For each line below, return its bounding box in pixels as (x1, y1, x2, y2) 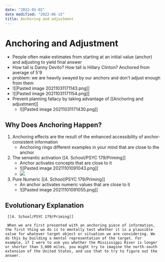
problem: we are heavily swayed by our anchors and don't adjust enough (12, 75, 161, 81)
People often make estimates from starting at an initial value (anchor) (12, 54, 153, 60)
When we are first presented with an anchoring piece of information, (7, 223, 155, 227)
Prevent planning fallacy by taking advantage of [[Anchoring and (12, 96, 144, 102)
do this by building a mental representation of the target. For (5, 235, 142, 241)
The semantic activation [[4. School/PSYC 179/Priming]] (12, 155, 126, 161)
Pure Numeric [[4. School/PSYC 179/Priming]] (12, 176, 105, 183)
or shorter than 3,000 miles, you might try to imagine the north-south (5, 244, 158, 249)
